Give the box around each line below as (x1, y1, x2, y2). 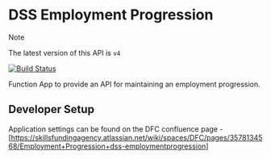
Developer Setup (8, 103, 95, 116)
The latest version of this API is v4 (8, 48, 121, 57)
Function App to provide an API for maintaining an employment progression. (8, 79, 261, 89)
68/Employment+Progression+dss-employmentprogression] (8, 141, 209, 151)
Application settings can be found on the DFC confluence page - (8, 123, 223, 134)
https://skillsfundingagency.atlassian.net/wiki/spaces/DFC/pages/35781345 (10, 132, 263, 142)
